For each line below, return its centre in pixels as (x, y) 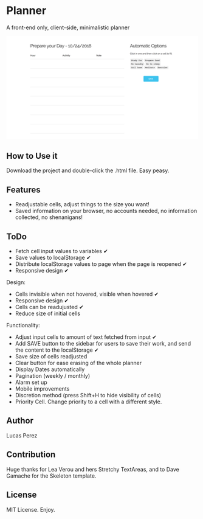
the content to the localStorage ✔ (57, 350)
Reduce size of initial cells (48, 313)
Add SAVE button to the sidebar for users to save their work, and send (103, 344)
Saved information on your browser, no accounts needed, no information (106, 211)
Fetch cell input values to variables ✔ (61, 251)
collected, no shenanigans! (49, 217)
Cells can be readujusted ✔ (49, 307)
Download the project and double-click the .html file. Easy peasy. (88, 170)
